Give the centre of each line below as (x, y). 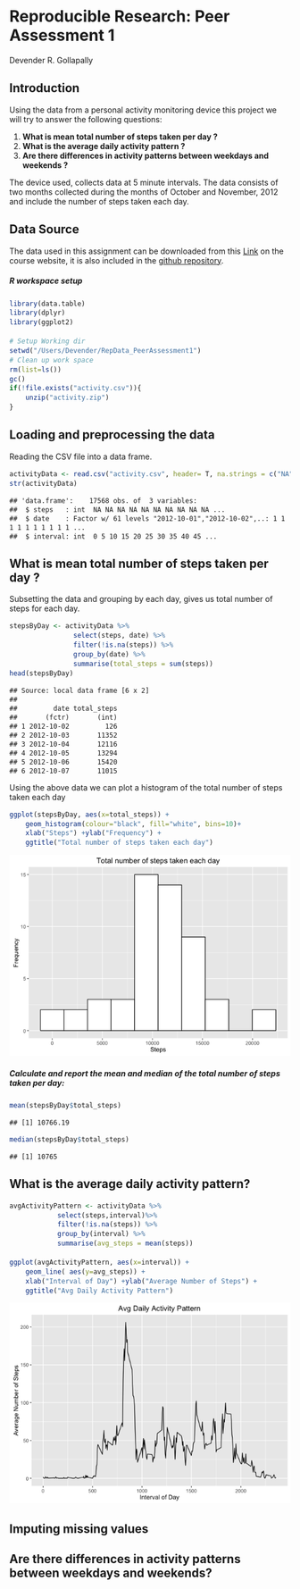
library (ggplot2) (42, 322)
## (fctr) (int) (63, 717)
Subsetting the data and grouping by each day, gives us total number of (141, 599)
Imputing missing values (79, 1529)
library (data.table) (48, 304)
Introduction (45, 88)
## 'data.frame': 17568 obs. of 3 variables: (104, 501)
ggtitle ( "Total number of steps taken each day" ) (120, 843)
